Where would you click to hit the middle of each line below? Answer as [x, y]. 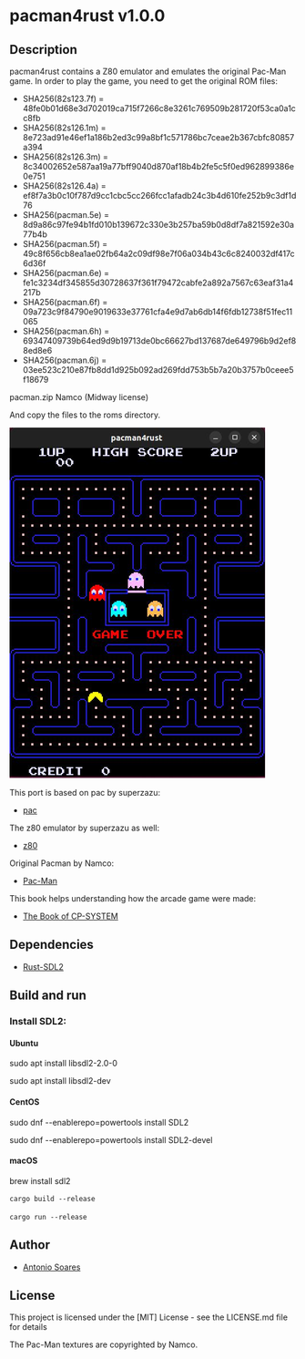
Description [43, 50]
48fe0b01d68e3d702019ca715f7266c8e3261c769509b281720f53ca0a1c [159, 108]
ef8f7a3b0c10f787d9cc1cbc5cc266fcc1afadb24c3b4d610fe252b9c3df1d [159, 196]
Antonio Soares [51, 1267]
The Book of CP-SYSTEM [70, 916]
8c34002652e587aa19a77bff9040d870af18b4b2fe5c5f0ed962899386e [158, 166]
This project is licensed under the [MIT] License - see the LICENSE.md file [149, 1317]
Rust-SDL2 [43, 966]
